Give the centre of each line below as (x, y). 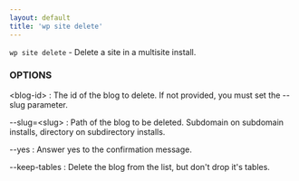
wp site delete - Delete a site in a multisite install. (103, 52)
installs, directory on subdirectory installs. (87, 131)
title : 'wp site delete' (56, 26)
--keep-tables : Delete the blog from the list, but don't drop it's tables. (140, 167)
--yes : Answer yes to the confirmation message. (101, 149)
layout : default (40, 18)
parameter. (47, 104)
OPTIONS (31, 75)
